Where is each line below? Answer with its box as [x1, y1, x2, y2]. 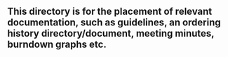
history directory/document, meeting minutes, [7, 27, 215, 39]
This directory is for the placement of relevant [7, 6, 213, 18]
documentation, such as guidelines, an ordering [7, 17, 221, 29]
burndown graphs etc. [7, 39, 107, 51]
